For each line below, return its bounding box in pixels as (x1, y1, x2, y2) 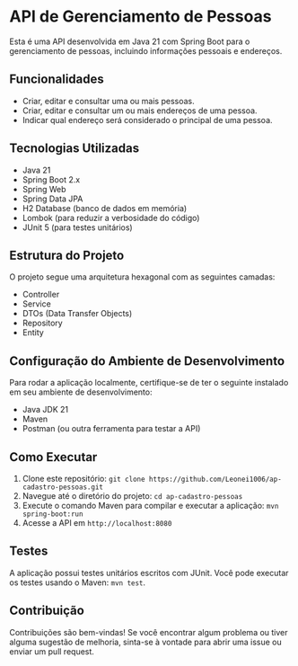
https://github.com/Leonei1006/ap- (148, 475, 283, 484)
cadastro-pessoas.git (22, 483, 103, 492)
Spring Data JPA (22, 193, 83, 204)
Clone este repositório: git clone (22, 474, 145, 484)
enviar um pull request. (9, 645, 94, 657)
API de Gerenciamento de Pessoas (9, 6, 272, 27)
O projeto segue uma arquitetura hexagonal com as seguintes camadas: (9, 271, 276, 282)
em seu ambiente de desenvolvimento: (9, 386, 153, 397)
